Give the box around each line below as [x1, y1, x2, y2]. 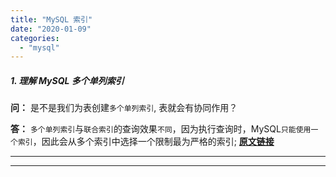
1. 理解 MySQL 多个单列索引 [10, 74, 125, 86]
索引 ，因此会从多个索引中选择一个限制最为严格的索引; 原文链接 [17, 136, 275, 148]
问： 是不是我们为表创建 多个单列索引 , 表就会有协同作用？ [10, 102, 238, 114]
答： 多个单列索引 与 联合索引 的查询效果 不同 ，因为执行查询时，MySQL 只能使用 [10, 123, 312, 135]
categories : [10, 33, 60, 43]
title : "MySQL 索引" [10, 14, 93, 25]
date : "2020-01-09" [10, 24, 92, 34]
